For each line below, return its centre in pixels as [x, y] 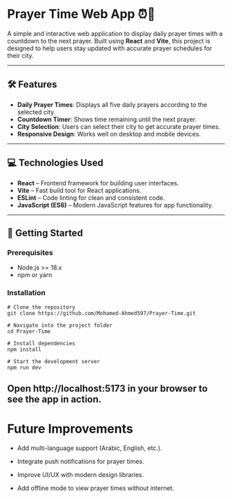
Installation [27, 293]
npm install [24, 349]
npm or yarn [35, 275]
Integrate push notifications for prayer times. [80, 461]
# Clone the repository [41, 307]
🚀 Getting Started [45, 233]
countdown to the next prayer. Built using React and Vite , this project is [109, 41]
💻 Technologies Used [55, 163]
